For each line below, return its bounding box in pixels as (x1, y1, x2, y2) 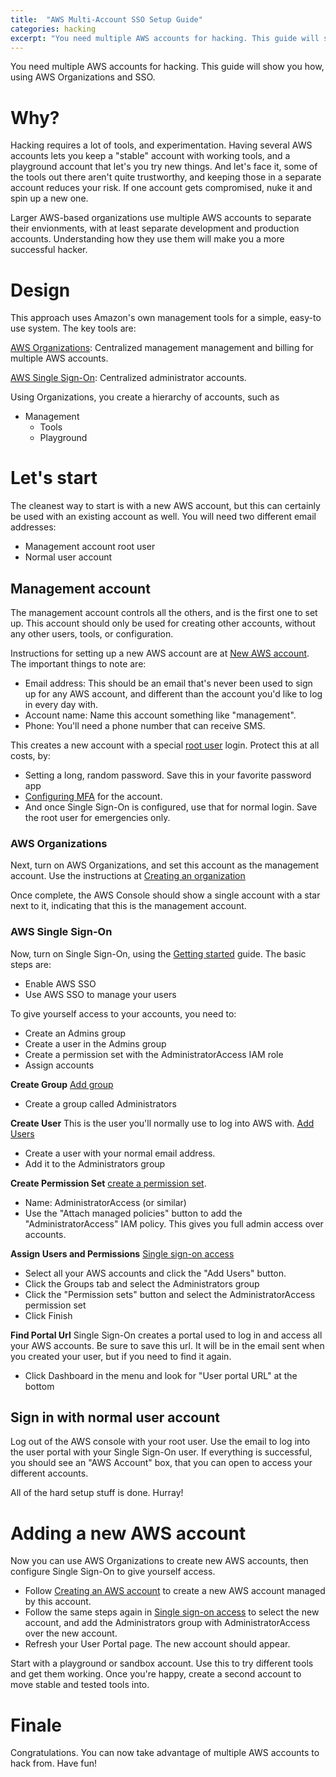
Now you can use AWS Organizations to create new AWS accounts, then (10, 1555, 309, 1567)
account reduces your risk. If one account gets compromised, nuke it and (10, 182, 313, 194)
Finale (10, 1714, 62, 1736)
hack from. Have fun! (10, 1757, 98, 1770)
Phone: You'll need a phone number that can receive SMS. (24, 720, 266, 731)
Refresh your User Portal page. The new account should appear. (24, 1638, 291, 1650)
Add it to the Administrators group (24, 1157, 166, 1170)
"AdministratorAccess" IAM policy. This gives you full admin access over (24, 1217, 324, 1230)
